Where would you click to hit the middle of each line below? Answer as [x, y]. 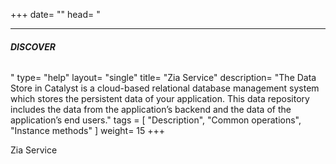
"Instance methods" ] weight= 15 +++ [88, 131]
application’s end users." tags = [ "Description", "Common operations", [156, 120]
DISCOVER [33, 46]
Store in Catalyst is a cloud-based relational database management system [165, 88]
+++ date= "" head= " [55, 14]
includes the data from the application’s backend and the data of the [151, 110]
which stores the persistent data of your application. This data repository [160, 99]
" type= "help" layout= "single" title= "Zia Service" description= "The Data [163, 78]
